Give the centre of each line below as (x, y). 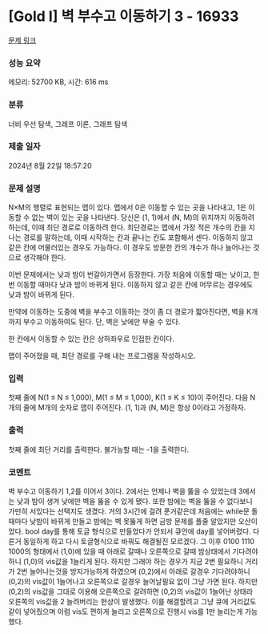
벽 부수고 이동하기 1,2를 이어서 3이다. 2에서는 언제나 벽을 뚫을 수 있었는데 (123, 491)
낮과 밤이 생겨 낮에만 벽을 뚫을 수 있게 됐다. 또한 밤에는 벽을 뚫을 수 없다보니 (135, 502)
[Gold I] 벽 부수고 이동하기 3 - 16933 (124, 16)
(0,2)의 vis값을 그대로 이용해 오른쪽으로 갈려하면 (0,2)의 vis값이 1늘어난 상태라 (131, 591)
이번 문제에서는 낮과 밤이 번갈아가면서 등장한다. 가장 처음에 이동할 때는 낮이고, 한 (134, 274)
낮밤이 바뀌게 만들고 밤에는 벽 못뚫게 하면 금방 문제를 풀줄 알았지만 (133, 522)
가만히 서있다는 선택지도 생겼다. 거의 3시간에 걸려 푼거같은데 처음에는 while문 (129, 511)
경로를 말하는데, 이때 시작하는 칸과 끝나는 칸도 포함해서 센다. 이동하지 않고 (138, 238)
